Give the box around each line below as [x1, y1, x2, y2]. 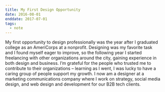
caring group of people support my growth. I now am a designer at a [5, 71, 144, 77]
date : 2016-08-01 [5, 12, 41, 17]
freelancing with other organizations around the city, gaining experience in [5, 55, 157, 61]
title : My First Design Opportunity [5, 7, 81, 12]
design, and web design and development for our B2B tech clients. [5, 81, 141, 87]
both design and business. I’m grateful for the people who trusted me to [5, 60, 152, 66]
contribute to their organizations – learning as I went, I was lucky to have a [5, 65, 157, 72]
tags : [5, 21, 16, 26]
